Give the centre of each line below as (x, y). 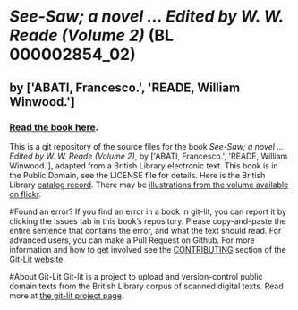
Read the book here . (54, 127)
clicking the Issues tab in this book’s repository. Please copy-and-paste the (148, 220)
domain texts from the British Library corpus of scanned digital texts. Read (146, 286)
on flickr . (26, 194)
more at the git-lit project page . (67, 295)
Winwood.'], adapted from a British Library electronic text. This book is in (144, 165)
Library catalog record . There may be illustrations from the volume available (149, 185)
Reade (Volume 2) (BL (92, 35)
